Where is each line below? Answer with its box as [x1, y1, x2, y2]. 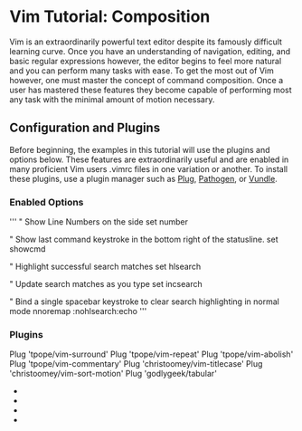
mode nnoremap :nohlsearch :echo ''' [9, 306, 147, 317]
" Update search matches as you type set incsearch [9, 279, 203, 290]
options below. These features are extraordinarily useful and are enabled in [9, 154, 289, 165]
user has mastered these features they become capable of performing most [9, 84, 292, 95]
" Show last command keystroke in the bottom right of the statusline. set [9, 234, 278, 245]
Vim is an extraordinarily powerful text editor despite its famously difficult [9, 36, 283, 47]
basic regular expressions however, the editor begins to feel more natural [9, 55, 282, 66]
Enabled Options [9, 196, 84, 208]
